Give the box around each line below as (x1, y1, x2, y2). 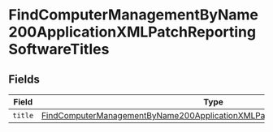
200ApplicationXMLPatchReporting (8, 23, 257, 41)
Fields (8, 72, 41, 86)
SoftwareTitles (8, 40, 110, 58)
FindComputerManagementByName (8, 6, 258, 24)
